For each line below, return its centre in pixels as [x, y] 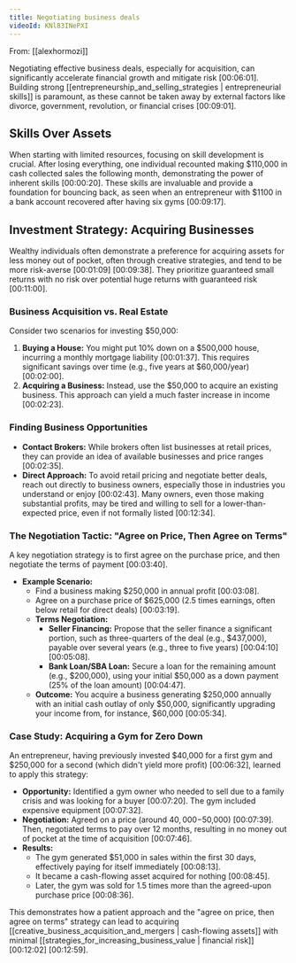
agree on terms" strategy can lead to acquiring [94, 921]
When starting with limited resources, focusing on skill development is [137, 155]
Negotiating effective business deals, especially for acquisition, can [132, 68]
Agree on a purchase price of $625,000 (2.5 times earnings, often [155, 601]
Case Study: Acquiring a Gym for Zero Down [106, 736]
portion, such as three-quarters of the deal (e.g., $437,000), [158, 638]
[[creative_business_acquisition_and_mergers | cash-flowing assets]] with [144, 931]
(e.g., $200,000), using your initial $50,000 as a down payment [163, 676]
